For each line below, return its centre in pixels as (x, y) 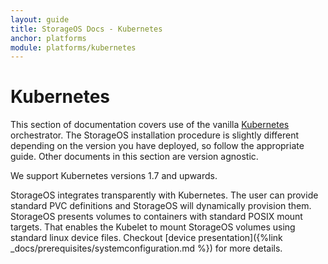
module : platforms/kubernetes (73, 47)
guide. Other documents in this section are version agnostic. (134, 157)
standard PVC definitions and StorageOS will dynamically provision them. (161, 206)
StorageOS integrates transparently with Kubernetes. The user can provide (164, 195)
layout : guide (40, 19)
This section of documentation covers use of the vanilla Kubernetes (150, 125)
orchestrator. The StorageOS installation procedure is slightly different (155, 135)
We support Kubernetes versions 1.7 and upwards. (114, 176)
